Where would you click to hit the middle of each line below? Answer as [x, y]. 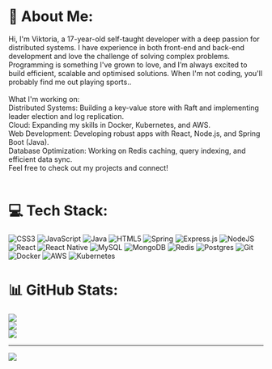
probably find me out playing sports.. [70, 82]
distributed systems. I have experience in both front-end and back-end [127, 47]
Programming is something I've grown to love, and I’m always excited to [128, 65]
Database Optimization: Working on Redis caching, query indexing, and [127, 151]
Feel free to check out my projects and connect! [88, 168]
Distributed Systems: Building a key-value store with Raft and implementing [134, 108]
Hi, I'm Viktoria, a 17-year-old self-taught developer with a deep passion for [134, 39]
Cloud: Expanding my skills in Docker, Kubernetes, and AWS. [110, 125]
